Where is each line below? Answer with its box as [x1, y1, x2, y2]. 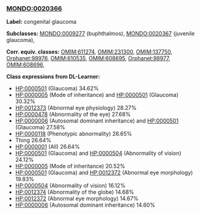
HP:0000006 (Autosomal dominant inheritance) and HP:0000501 [15, 117, 179, 124]
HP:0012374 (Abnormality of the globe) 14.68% [15, 188, 134, 196]
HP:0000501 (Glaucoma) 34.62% [15, 85, 99, 92]
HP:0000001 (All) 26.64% [15, 143, 81, 151]
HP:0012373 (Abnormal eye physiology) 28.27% [15, 104, 137, 112]
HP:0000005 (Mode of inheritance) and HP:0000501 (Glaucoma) [15, 91, 179, 99]
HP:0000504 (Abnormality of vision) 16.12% [15, 182, 126, 190]
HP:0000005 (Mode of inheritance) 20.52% [15, 163, 125, 170]
